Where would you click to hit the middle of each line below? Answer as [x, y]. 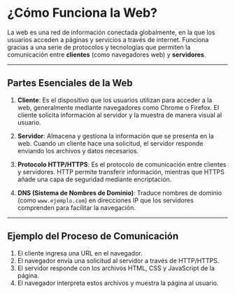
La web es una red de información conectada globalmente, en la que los [111, 32]
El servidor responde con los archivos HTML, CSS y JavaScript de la [116, 268]
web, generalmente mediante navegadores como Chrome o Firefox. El [118, 107]
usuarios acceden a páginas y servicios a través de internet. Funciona [108, 39]
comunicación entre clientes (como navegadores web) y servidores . [107, 55]
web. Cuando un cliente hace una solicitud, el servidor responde [110, 143]
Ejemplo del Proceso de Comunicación [93, 236]
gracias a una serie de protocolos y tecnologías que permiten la [99, 47]
